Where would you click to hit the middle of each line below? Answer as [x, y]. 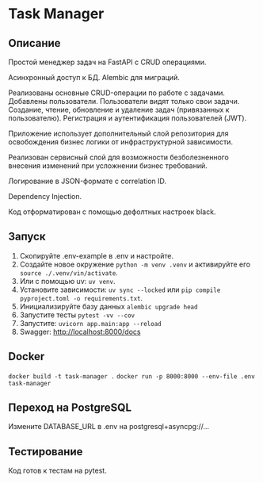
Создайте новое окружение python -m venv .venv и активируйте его [135, 264]
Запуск [27, 237]
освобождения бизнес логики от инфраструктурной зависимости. [121, 142]
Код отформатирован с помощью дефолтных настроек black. [112, 212]
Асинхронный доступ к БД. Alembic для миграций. [94, 77]
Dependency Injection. [45, 196]
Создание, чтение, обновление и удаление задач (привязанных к [119, 109]
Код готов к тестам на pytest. [57, 471]
